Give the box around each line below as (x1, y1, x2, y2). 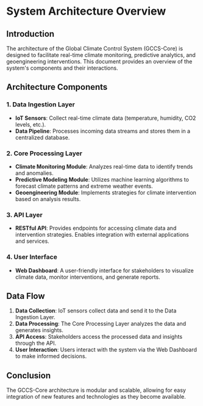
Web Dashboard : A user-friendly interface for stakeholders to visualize (15, 267, 194, 274)
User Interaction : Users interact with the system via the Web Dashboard (15, 346, 197, 353)
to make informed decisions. (15, 353, 87, 360)
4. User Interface (6, 253, 58, 261)
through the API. (15, 339, 57, 347)
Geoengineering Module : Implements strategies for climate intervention (15, 188, 197, 196)
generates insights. (15, 327, 64, 334)
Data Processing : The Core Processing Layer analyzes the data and (15, 320, 187, 328)
